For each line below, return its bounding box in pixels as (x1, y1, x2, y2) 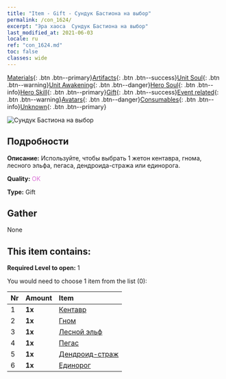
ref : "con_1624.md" (7, 42, 63, 49)
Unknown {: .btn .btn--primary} (20, 102, 107, 110)
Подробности (7, 136, 69, 147)
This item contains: (7, 245, 91, 257)
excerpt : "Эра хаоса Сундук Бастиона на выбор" (7, 23, 149, 29)
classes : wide (7, 55, 48, 62)
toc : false (7, 49, 38, 56)
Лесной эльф (58, 327, 103, 337)
